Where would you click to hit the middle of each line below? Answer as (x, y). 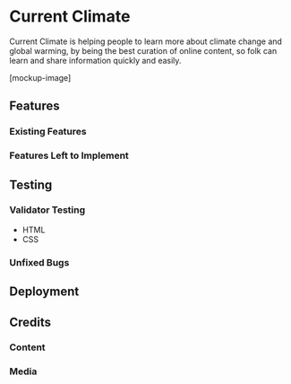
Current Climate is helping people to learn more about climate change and (145, 41)
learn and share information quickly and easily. (95, 60)
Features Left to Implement (69, 156)
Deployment (44, 292)
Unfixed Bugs (39, 262)
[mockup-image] (40, 77)
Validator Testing (47, 210)
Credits (30, 322)
